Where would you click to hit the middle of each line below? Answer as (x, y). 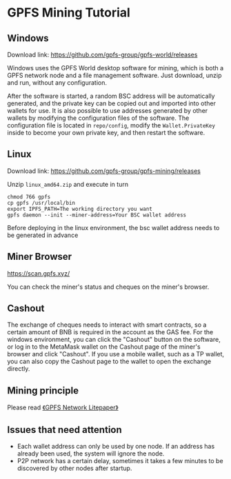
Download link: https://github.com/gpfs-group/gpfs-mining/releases (104, 171)
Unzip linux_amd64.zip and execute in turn (68, 184)
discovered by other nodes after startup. (74, 468)
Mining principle (43, 390)
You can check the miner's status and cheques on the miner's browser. (108, 287)
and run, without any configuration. (57, 83)
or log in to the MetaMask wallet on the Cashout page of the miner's (104, 347)
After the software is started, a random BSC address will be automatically (111, 96)
